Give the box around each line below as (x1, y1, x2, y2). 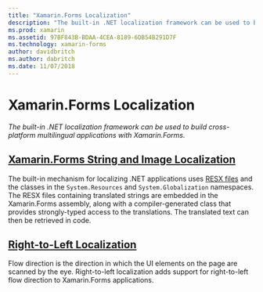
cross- (208, 122, 230, 132)
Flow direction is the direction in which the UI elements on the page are (8, 259, 238, 269)
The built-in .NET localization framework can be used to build (8, 122, 207, 132)
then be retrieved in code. (8, 215, 92, 225)
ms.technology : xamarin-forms (8, 41, 107, 49)
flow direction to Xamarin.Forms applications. (8, 276, 154, 285)
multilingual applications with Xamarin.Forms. (37, 130, 186, 139)
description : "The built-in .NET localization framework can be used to (8, 19, 250, 27)
